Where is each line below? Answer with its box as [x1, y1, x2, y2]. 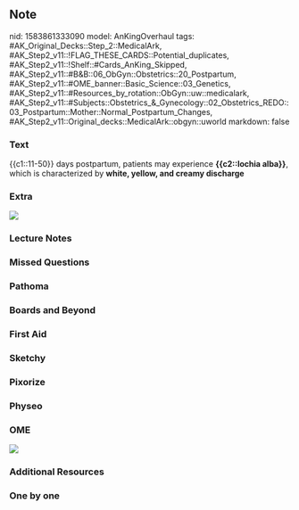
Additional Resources [9, 465, 104, 478]
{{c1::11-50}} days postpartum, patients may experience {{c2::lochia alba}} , [9, 159, 288, 169]
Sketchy [9, 351, 46, 364]
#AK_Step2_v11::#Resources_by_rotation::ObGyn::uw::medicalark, [9, 87, 250, 98]
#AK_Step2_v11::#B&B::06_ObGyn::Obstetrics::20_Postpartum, [9, 69, 237, 79]
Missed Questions [9, 256, 90, 268]
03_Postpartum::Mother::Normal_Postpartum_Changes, [9, 106, 213, 117]
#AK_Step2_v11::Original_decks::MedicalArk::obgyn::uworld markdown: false [9, 116, 290, 127]
